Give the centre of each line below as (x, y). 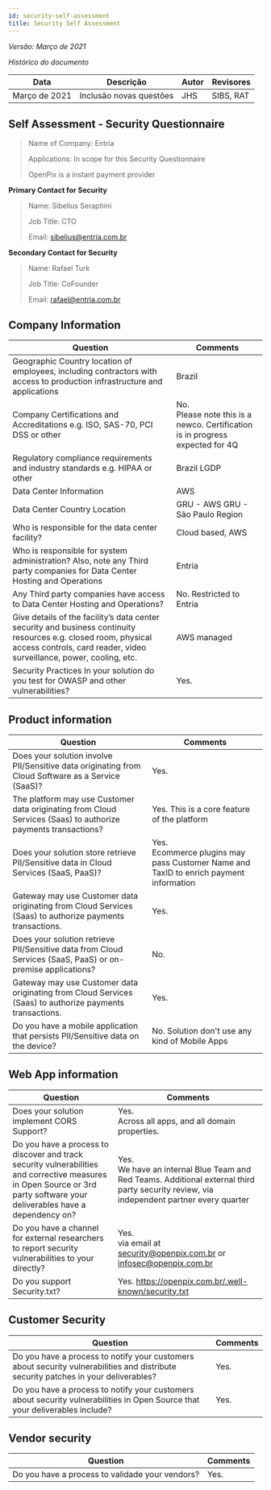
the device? (34, 1046)
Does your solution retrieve (64, 939)
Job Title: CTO (52, 222)
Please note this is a (214, 414)
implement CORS (45, 1121)
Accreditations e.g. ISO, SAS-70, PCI (83, 425)
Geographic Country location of (72, 361)
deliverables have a (49, 1205)
